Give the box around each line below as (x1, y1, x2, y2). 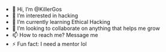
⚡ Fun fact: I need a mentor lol (11, 41, 88, 47)
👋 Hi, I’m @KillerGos (11, 6, 62, 13)
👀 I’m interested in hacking (11, 12, 78, 19)
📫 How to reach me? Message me (11, 32, 98, 38)
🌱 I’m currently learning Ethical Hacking (11, 19, 110, 25)
